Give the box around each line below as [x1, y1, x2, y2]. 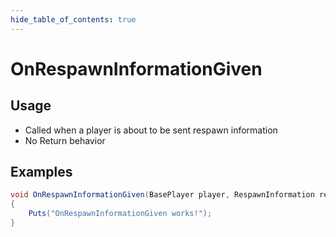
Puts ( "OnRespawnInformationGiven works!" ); [28, 209, 213, 219]
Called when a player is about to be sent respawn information [24, 124, 278, 136]
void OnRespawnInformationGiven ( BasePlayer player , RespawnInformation [10, 190, 315, 200]
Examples [10, 164, 73, 181]
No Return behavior [24, 134, 106, 146]
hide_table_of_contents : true [10, 14, 137, 25]
